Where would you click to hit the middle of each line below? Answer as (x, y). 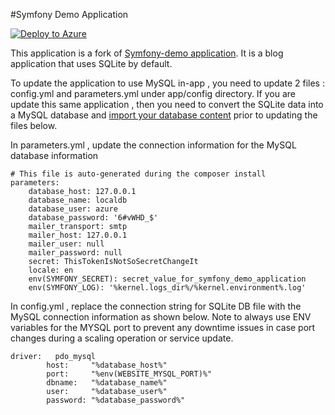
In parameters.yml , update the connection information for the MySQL (153, 145)
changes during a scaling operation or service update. (122, 338)
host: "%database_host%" (107, 365)
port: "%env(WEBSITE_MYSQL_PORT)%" (129, 374)
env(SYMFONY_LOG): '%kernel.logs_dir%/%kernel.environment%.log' (167, 288)
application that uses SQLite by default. (91, 63)
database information (54, 155)
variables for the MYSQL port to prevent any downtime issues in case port (163, 327)
